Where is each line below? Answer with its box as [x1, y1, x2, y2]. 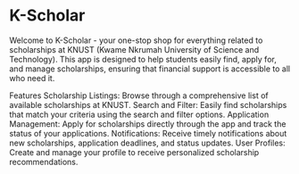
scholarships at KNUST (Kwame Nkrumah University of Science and [9, 44, 260, 54]
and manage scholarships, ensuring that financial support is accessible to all [9, 63, 291, 74]
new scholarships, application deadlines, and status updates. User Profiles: [9, 137, 286, 148]
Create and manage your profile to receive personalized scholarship [9, 146, 260, 157]
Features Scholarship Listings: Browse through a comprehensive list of [9, 90, 270, 101]
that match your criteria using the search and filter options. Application [9, 109, 270, 120]
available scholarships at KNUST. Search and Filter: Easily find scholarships [9, 99, 287, 110]
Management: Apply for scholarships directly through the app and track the [9, 118, 287, 129]
